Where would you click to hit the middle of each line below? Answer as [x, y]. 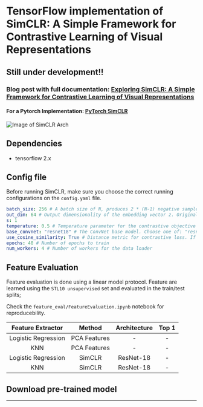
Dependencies [34, 144]
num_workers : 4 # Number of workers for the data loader [79, 249]
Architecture [134, 328]
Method [90, 328]
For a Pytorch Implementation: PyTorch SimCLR [67, 111]
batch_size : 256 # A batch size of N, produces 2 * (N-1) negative [93, 209]
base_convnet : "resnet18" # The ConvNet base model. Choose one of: [94, 232]
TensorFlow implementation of [85, 11]
